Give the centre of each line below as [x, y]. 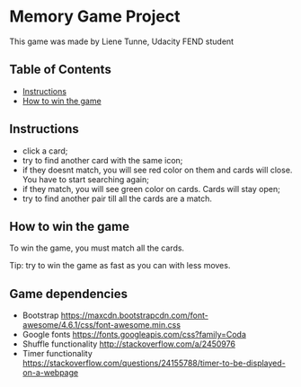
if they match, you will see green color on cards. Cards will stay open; [151, 189]
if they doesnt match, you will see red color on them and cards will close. [157, 170]
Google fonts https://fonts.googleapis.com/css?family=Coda [134, 335]
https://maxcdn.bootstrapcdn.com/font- [134, 315]
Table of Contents [61, 70]
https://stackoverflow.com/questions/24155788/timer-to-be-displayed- [154, 363]
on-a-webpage [50, 373]
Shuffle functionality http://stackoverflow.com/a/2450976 [129, 344]
